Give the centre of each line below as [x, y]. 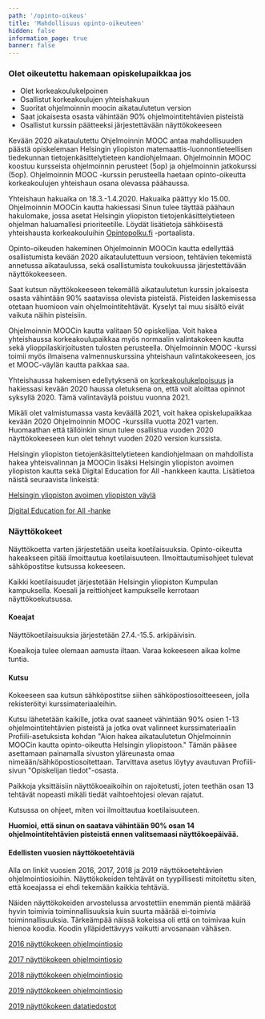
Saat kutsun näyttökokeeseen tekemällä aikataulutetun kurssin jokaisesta [128, 290]
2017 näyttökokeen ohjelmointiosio [65, 960]
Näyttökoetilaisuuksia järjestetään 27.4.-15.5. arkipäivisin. [102, 635]
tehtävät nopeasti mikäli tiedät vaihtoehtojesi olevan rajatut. [106, 794]
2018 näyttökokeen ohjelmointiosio [66, 975]
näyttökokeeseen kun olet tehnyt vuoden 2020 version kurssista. [115, 439]
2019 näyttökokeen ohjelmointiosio [66, 991]
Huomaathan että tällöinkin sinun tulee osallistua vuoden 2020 [111, 430]
